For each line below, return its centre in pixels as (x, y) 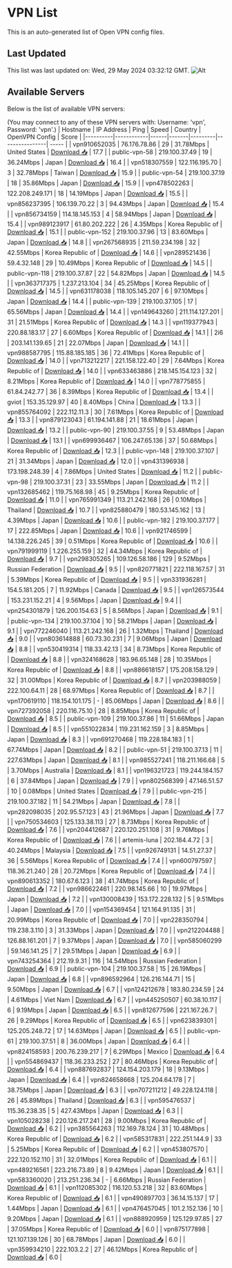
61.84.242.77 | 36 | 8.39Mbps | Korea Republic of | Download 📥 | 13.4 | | (110, 391)
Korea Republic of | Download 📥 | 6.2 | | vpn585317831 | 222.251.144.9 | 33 (115, 1139)
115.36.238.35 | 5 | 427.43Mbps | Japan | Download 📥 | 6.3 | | (95, 1110)
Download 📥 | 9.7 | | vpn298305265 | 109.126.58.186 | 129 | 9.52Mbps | (109, 558)
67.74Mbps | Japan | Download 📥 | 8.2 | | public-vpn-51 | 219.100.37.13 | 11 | (115, 749)
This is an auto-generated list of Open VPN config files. (86, 32)
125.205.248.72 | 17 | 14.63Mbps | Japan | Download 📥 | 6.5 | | (97, 1030)
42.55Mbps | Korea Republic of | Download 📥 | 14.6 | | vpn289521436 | (109, 252)
